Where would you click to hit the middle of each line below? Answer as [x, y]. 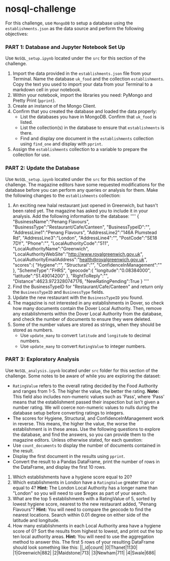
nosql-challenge [41, 9]
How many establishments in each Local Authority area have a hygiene [87, 525]
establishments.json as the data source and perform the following [75, 28]
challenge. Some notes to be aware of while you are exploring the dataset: [83, 376]
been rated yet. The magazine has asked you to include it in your [80, 211]
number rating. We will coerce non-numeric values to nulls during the [85, 407]
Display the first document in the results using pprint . [69, 456]
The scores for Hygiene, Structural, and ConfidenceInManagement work [88, 418]
